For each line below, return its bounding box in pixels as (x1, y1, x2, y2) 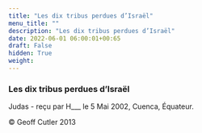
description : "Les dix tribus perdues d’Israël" (8, 27, 175, 35)
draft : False (8, 42, 53, 50)
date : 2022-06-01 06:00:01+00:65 (8, 34, 121, 43)
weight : (8, 57, 35, 65)
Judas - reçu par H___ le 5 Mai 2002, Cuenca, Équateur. (8, 102, 194, 111)
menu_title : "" (8, 19, 60, 27)
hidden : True (8, 49, 53, 57)
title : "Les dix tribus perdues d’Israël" (8, 11, 154, 20)
